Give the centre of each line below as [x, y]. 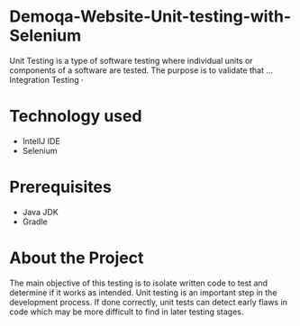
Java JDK [40, 212]
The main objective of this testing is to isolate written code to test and [139, 283]
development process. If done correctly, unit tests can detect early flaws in [149, 302]
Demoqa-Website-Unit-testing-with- [150, 17]
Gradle [35, 222]
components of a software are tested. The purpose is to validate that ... [141, 70]
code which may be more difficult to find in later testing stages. [127, 312]
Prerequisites [61, 187]
